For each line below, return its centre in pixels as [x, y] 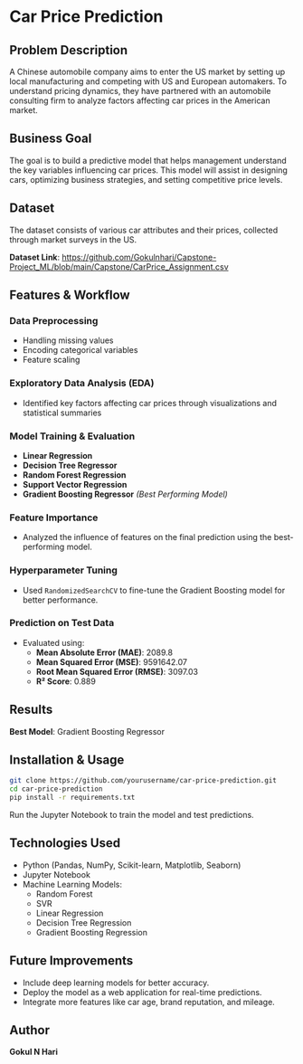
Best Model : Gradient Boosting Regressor [87, 731]
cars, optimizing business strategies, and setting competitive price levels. [146, 179]
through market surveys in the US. [73, 239]
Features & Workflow [70, 295]
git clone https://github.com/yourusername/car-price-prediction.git [143, 781]
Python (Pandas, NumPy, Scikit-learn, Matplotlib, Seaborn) [132, 865]
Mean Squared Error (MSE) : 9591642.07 [112, 661]
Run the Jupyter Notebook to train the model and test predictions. [132, 815]
